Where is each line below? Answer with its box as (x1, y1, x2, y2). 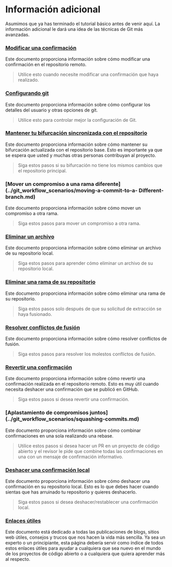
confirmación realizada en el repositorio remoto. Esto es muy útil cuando (5, 381, 159, 387)
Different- (138, 186, 164, 194)
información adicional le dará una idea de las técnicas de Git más (5, 26, 143, 32)
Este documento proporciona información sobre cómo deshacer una (5, 478, 150, 484)
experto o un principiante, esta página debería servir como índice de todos (5, 540, 163, 546)
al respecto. (5, 556, 31, 562)
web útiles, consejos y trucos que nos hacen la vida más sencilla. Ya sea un (5, 534, 165, 540)
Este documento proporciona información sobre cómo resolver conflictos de (5, 335, 167, 342)
